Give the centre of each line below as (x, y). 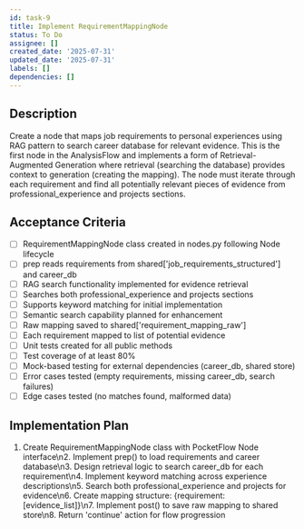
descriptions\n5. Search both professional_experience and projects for (154, 486)
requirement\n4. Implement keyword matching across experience (145, 476)
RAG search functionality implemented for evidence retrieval (135, 284)
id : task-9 (30, 18)
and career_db (49, 274)
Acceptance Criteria (68, 222)
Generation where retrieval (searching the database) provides (170, 165)
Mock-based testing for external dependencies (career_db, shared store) (159, 366)
